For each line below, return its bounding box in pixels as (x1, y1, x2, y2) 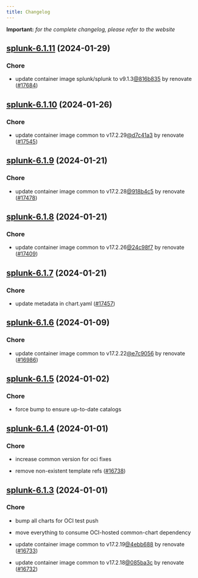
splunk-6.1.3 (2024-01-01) (6, 485, 108, 495)
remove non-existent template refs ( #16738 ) (15, 467, 126, 475)
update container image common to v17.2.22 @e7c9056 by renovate (15, 349, 186, 357)
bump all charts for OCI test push (15, 517, 99, 524)
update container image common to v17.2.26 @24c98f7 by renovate (15, 244, 185, 251)
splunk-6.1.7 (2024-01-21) (6, 268, 107, 278)
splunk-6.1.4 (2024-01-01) (6, 423, 108, 434)
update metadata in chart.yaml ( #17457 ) (15, 300, 116, 307)
